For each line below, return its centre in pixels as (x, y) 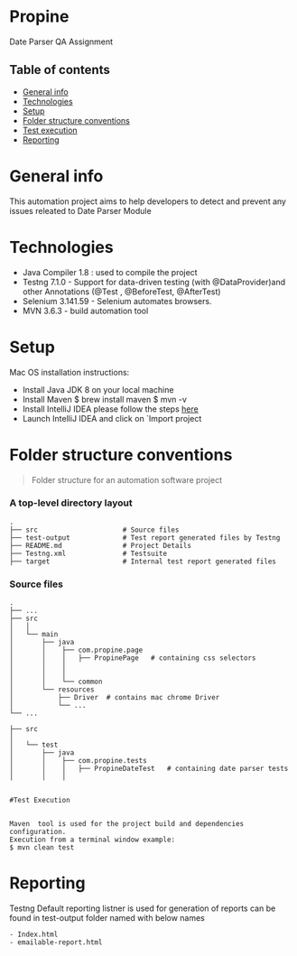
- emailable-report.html (56, 942)
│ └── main (34, 635)
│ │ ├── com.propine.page (76, 650)
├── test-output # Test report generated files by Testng (145, 538)
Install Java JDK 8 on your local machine (98, 389)
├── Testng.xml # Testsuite (88, 553)
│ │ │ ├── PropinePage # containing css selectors (133, 658)
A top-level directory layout (71, 503)
